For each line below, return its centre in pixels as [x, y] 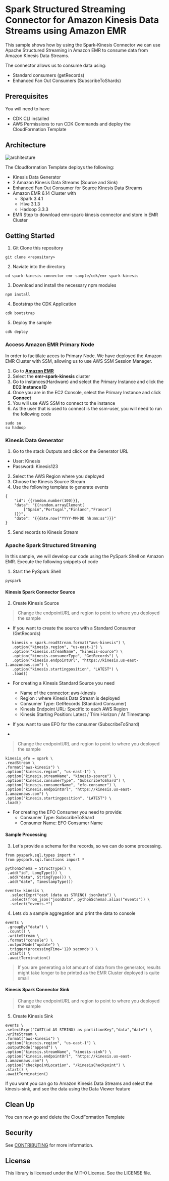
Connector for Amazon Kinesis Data [82, 20]
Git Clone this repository [38, 248]
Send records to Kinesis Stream [45, 532]
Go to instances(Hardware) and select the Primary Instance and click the [88, 382]
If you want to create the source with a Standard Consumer [74, 628]
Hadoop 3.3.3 [34, 209]
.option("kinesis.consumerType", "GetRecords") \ [65, 656]
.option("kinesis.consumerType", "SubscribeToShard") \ [65, 781]
